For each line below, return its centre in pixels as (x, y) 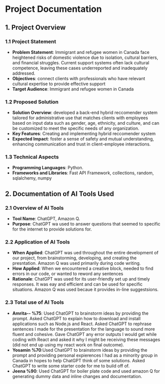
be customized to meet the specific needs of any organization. (76, 128)
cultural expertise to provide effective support (59, 84)
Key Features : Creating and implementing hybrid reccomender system (84, 134)
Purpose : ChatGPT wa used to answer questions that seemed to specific (86, 224)
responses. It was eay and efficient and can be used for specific (77, 284)
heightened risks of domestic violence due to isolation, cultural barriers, (85, 57)
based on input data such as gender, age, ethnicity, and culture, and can (86, 123)
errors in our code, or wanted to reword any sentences (68, 274)
